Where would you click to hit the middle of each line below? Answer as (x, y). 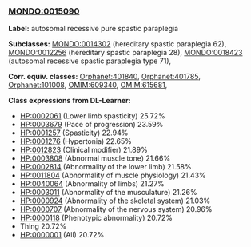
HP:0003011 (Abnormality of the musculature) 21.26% (108, 193)
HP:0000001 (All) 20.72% (62, 235)
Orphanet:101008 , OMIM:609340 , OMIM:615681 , (88, 85)
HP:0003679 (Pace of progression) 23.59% (92, 125)
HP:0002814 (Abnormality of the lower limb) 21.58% (106, 167)
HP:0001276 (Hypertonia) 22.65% (76, 141)
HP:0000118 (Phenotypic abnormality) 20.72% (96, 218)
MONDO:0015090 (44, 11)
